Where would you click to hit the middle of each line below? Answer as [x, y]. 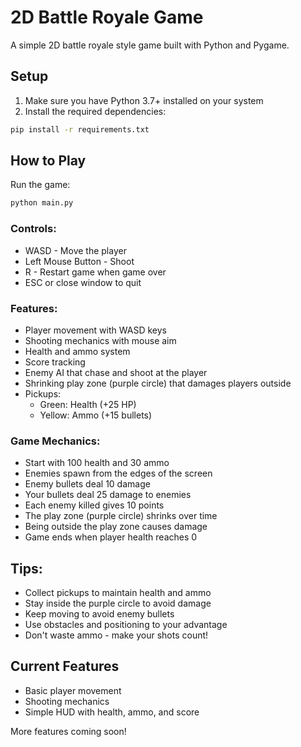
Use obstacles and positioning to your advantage [126, 625]
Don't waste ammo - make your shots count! [116, 635]
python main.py [42, 203]
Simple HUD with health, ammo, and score [112, 712]
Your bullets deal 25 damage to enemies [108, 495]
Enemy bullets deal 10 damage [87, 484]
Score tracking [55, 362]
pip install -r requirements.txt [80, 129]
